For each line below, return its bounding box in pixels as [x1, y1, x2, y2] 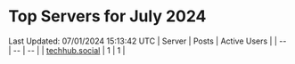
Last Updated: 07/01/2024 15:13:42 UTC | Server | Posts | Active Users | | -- [8, 36, 287, 46]
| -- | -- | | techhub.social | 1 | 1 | [8, 44, 126, 55]
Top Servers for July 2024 [8, 6, 207, 27]
